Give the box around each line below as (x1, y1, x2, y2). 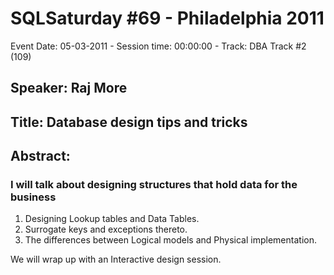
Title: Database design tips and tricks (10, 113, 248, 131)
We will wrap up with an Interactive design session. (10, 253, 222, 266)
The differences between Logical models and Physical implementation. (24, 234, 317, 246)
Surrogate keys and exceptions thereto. (24, 223, 188, 236)
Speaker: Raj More (10, 80, 128, 97)
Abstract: (10, 148, 71, 165)
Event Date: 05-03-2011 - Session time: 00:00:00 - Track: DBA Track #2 (10, 40, 307, 52)
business (10, 190, 57, 204)
